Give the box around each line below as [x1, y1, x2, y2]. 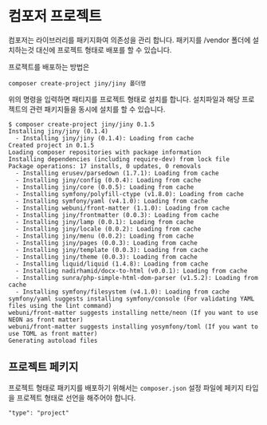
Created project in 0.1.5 [8, 141, 94, 149]
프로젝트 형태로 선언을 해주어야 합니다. [16, 392, 136, 403]
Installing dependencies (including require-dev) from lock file [8, 155, 230, 163]
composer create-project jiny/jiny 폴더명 [8, 79, 147, 88]
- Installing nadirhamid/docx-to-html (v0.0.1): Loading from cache [15, 266, 248, 275]
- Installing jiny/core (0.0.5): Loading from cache [15, 183, 194, 191]
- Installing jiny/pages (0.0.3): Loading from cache [15, 238, 198, 247]
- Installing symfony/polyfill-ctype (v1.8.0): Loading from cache [15, 190, 245, 198]
